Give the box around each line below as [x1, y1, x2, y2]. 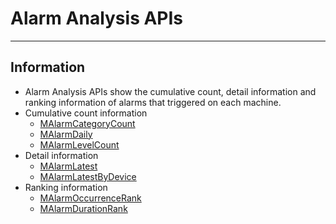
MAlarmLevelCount [39, 138, 120, 151]
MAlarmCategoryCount [39, 117, 136, 129]
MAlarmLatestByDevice [39, 170, 137, 182]
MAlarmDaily [39, 128, 93, 140]
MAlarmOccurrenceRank [39, 192, 142, 204]
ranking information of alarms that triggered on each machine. [24, 96, 282, 108]
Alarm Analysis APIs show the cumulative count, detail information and [24, 85, 317, 97]
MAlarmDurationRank [39, 202, 128, 214]
